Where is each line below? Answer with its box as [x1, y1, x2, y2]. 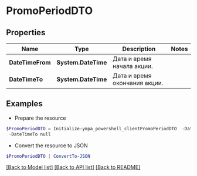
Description [122, 45, 156, 53]
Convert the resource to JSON [14, 142, 88, 149]
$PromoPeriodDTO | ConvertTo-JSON [6, 153, 91, 159]
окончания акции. [112, 79, 164, 87]
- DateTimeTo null [8, 131, 51, 137]
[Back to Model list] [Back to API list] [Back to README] [6, 164, 141, 171]
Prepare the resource [14, 114, 66, 121]
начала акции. [112, 62, 154, 70]
